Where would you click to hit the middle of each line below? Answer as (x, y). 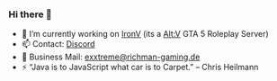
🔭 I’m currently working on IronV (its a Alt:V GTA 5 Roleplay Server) (145, 34)
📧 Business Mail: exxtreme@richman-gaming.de (111, 57)
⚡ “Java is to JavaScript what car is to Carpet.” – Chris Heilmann (140, 67)
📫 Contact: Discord (58, 44)
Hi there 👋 (31, 14)
